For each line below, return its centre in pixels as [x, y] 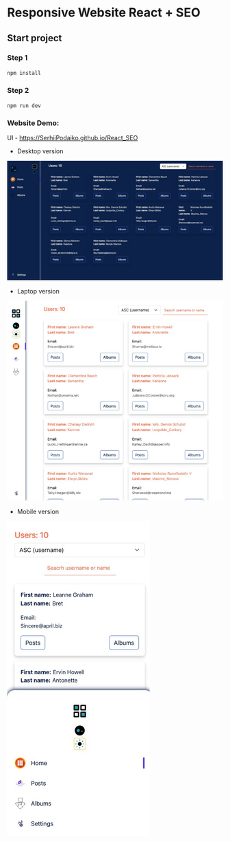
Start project [35, 38]
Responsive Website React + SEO [104, 13]
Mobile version [38, 511]
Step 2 [18, 90]
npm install [24, 73]
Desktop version [40, 151]
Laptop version [38, 291]
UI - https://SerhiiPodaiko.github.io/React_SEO [73, 138]
